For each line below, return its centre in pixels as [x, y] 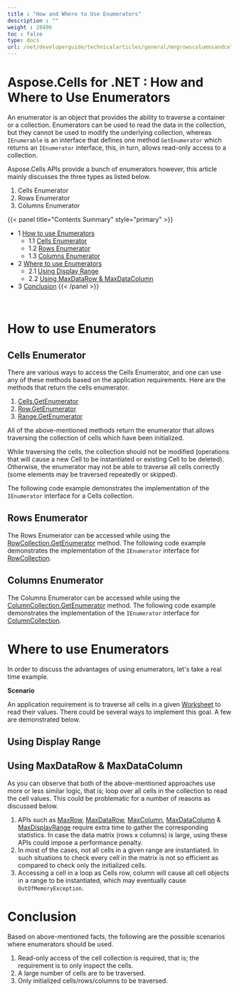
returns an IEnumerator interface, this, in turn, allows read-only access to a [117, 148]
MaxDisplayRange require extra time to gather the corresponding [113, 827]
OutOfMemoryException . [51, 888]
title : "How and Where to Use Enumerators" [74, 14]
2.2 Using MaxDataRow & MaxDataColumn [91, 278]
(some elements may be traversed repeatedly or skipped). [92, 474]
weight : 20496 [30, 27]
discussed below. [33, 806]
